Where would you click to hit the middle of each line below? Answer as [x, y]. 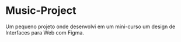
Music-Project [41, 11]
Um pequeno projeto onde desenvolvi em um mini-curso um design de [90, 26]
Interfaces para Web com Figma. [45, 32]
